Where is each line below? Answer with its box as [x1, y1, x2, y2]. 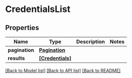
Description [76, 38, 105, 45]
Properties [5, 23, 39, 32]
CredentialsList [5, 3, 71, 15]
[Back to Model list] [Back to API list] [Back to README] [5, 67, 121, 73]
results [8, 55, 25, 61]
